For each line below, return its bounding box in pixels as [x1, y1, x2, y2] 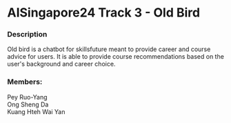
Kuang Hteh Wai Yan [7, 107, 66, 115]
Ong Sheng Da [7, 100, 49, 108]
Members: [7, 77, 43, 87]
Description [7, 30, 48, 39]
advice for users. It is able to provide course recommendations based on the [7, 53, 224, 61]
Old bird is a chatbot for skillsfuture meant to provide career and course [7, 45, 211, 53]
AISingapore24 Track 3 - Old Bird [7, 5, 201, 21]
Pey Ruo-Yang [7, 93, 48, 101]
